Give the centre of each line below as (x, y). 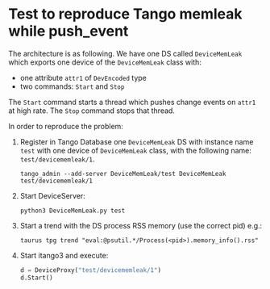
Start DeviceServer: (53, 195)
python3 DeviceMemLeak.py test (73, 211)
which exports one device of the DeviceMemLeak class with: (105, 62)
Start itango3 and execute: (64, 255)
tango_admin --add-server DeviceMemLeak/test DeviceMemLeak (123, 174)
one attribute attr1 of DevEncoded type (83, 77)
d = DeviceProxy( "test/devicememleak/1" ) (91, 270)
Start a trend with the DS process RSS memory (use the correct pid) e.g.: (141, 225)
